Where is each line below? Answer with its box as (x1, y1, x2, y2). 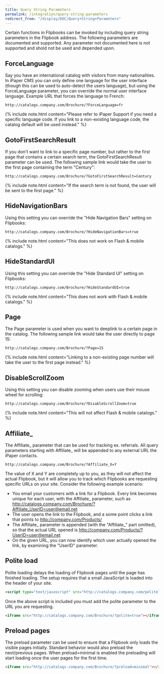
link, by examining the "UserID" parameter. (12, 542, 99, 548)
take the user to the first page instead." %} (5, 359, 91, 365)
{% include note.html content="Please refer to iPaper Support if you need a (5, 111, 157, 117)
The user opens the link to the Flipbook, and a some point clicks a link (12, 512, 153, 517)
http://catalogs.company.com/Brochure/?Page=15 (5, 346, 104, 351)
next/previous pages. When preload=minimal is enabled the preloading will (5, 650, 156, 656)
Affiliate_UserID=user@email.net (12, 506, 78, 512)
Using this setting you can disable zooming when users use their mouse (5, 387, 150, 393)
